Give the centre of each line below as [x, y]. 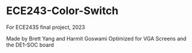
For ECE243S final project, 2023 [45, 27]
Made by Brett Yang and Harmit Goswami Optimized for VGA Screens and [96, 38]
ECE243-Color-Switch [62, 11]
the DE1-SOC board [30, 45]
